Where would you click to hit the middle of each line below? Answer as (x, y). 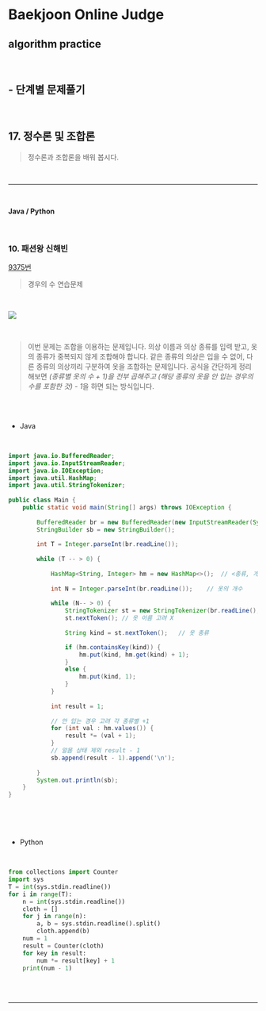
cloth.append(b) (63, 931)
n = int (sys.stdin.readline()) (74, 901)
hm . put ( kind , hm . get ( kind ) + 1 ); (134, 655)
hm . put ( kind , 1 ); (107, 677)
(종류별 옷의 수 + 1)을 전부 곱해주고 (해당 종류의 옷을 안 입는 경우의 (151, 376)
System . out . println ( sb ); (78, 780)
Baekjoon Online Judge (86, 15)
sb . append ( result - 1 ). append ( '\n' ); (113, 758)
